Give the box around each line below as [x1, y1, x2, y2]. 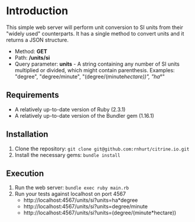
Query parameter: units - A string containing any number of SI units [14, 60, 180, 67]
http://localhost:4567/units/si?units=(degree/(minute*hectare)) [23, 209, 177, 217]
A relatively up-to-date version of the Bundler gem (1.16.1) [14, 112, 155, 119]
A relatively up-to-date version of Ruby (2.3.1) [14, 105, 126, 113]
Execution [6, 168, 44, 178]
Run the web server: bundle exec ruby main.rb [14, 184, 129, 191]
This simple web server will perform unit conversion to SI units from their [6, 24, 183, 31]
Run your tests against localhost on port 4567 [14, 191, 126, 198]
